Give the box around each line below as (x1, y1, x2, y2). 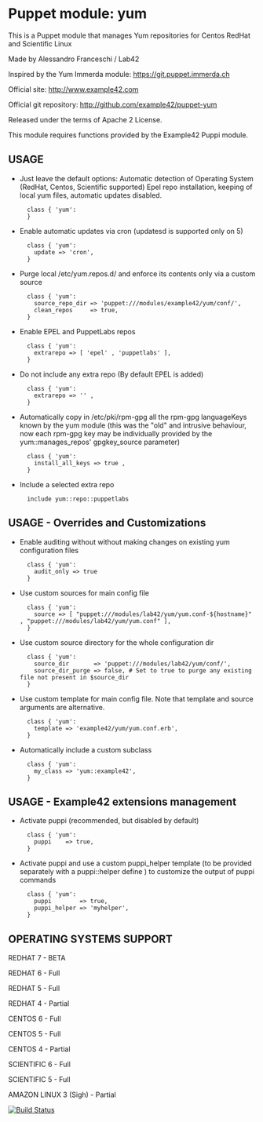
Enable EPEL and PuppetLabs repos (19, 326, 136, 336)
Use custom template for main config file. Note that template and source (19, 694, 254, 703)
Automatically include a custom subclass (19, 745, 152, 754)
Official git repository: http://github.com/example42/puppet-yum (8, 100, 217, 109)
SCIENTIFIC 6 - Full (8, 1060, 71, 1069)
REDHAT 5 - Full (8, 984, 60, 993)
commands (19, 876, 57, 885)
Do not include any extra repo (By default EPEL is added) (19, 370, 204, 379)
